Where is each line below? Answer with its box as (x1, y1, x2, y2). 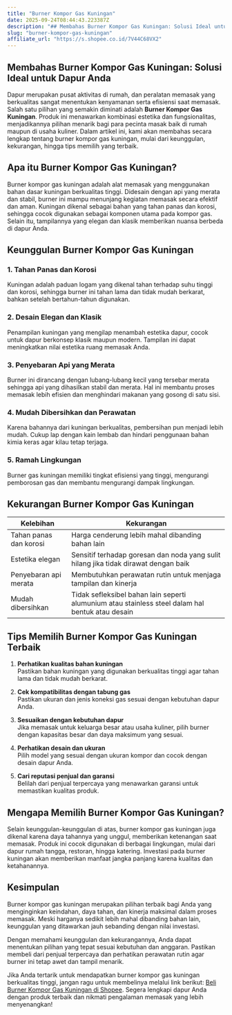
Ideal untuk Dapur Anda (7, 72, 112, 84)
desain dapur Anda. (17, 759, 74, 767)
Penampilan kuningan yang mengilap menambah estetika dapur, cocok (7, 328, 209, 336)
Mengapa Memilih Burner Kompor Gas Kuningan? (7, 806, 224, 818)
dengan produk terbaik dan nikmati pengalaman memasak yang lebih (7, 992, 204, 1001)
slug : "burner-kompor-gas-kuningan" (7, 29, 113, 37)
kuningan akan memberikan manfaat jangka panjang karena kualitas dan (7, 854, 213, 863)
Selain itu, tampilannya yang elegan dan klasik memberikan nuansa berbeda (7, 217, 224, 225)
